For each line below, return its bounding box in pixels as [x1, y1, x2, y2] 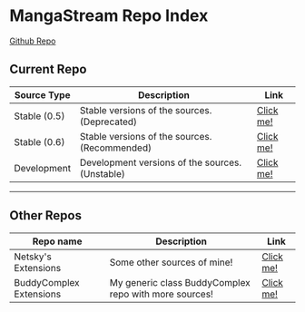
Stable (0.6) [14, 135, 65, 148]
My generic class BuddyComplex [109, 276, 251, 288]
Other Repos [9, 208, 82, 223]
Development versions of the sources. [79, 156, 242, 169]
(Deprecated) [79, 115, 138, 128]
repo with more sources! [109, 288, 213, 300]
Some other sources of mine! [109, 256, 233, 268]
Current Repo [9, 62, 87, 77]
